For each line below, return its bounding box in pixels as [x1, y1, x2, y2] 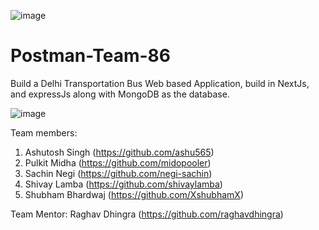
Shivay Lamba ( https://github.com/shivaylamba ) [24, 178, 223, 190]
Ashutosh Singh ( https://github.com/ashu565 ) [24, 146, 215, 158]
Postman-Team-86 [10, 45, 171, 67]
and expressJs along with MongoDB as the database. [10, 88, 230, 100]
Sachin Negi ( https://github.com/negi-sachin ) [24, 167, 213, 179]
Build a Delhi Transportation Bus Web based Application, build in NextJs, [10, 77, 310, 89]
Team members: [10, 126, 78, 139]
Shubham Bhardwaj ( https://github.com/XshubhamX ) [24, 188, 244, 200]
